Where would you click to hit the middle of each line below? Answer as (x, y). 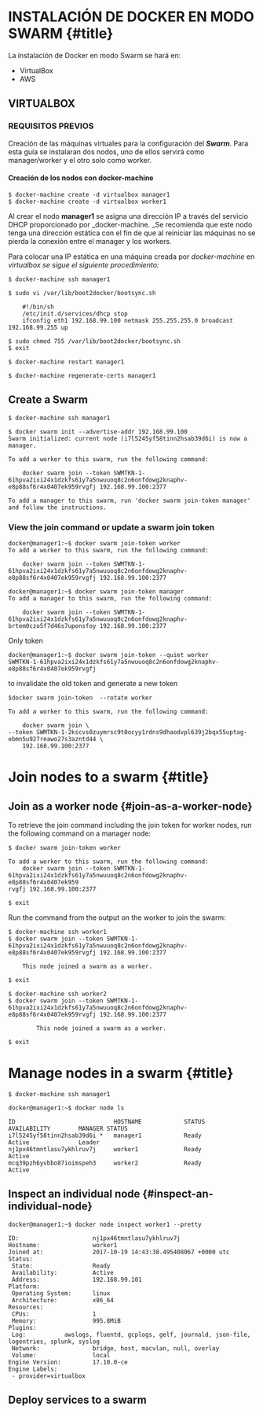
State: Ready (61, 1266)
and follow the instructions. (58, 508)
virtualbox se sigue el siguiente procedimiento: (84, 264)
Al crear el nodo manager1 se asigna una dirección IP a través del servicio (128, 216)
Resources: (26, 1307)
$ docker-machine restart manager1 (66, 362)
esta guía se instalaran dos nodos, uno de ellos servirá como (106, 151)
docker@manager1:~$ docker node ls (66, 1108)
